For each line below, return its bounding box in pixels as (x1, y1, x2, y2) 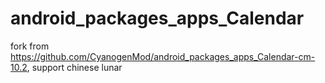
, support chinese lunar (26, 61, 123, 73)
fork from (10, 40, 50, 52)
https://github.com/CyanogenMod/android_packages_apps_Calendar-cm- (10, 50, 316, 62)
